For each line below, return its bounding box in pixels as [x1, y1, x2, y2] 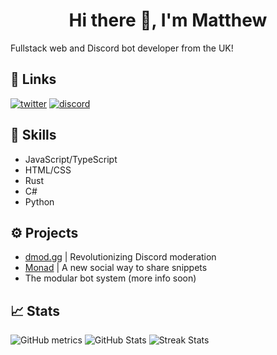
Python [24, 195, 55, 208]
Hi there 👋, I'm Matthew [68, 9, 268, 32]
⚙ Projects [10, 224, 79, 241]
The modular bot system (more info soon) [24, 272, 197, 284]
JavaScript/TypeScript [24, 153, 118, 165]
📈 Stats [10, 302, 61, 319]
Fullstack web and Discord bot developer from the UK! [10, 42, 234, 54]
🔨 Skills [10, 127, 57, 144]
